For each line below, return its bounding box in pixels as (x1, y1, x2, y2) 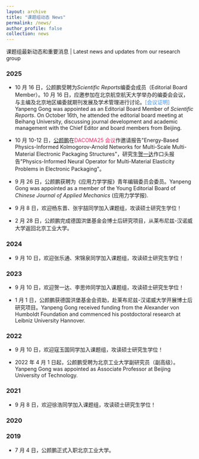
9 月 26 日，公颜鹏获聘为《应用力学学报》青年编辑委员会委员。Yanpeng (14, 178, 191, 185)
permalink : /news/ (6, 20, 52, 26)
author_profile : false (6, 25, 62, 32)
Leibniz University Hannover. (14, 317, 86, 324)
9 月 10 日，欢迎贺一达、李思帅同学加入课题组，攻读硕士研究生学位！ (14, 284, 184, 291)
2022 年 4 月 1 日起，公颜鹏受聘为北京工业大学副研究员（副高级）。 (14, 359, 179, 366)
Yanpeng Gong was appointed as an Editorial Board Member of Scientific (14, 106, 194, 113)
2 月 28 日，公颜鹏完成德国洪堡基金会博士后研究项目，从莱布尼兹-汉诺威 (14, 217, 193, 224)
